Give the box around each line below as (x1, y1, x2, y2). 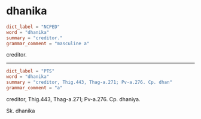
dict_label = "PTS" (6, 68, 55, 74)
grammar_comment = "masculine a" (6, 40, 90, 46)
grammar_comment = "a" (6, 85, 63, 91)
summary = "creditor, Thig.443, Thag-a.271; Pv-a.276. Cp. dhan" (6, 79, 172, 86)
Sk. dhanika (6, 107, 35, 114)
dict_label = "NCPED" (6, 24, 60, 30)
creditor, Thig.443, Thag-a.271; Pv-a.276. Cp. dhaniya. (6, 95, 141, 102)
